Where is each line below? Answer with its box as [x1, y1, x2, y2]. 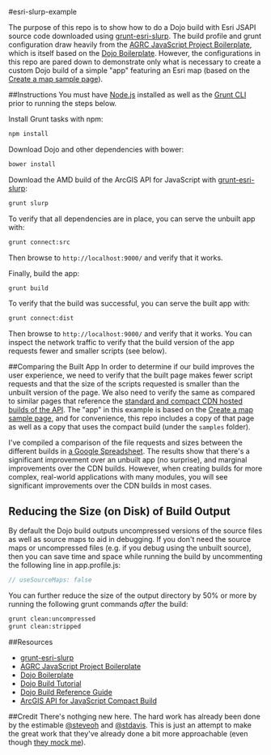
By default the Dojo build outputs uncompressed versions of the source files [8, 526, 263, 535]
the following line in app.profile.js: [8, 561, 121, 570]
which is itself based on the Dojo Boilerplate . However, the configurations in [8, 49, 261, 58]
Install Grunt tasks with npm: [8, 114, 104, 124]
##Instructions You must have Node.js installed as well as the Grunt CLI [8, 90, 247, 100]
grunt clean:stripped [8, 622, 82, 630]
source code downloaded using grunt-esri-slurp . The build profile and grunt [8, 32, 261, 41]
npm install [8, 130, 49, 138]
